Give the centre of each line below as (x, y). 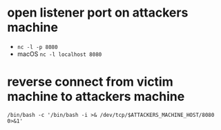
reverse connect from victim (90, 82)
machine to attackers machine (96, 96)
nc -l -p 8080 (37, 47)
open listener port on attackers (98, 13)
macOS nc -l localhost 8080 (59, 54)
